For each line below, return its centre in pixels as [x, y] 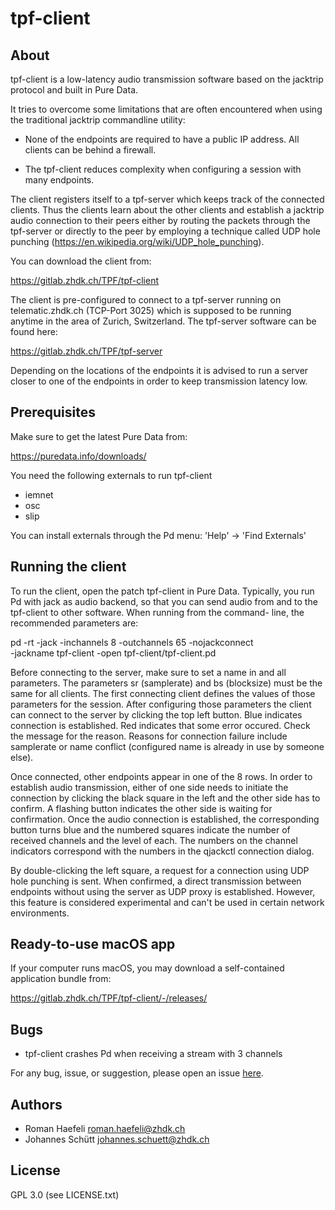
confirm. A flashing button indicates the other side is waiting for [141, 808]
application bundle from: [61, 979]
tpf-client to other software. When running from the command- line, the [157, 612]
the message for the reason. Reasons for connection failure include [149, 736]
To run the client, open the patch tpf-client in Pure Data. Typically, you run [162, 591]
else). [22, 757]
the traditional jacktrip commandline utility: [98, 120]
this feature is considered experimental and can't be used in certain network [167, 902]
